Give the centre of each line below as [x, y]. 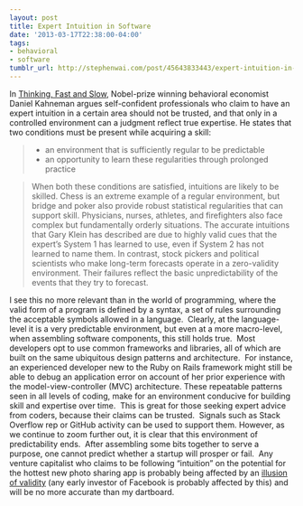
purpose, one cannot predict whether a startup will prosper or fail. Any [141, 454]
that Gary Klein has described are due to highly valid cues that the [154, 234]
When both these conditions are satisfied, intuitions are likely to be [155, 186]
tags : [19, 43]
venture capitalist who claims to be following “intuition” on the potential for [148, 463]
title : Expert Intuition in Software [80, 26]
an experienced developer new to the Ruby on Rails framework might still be [151, 367]
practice [60, 169]
